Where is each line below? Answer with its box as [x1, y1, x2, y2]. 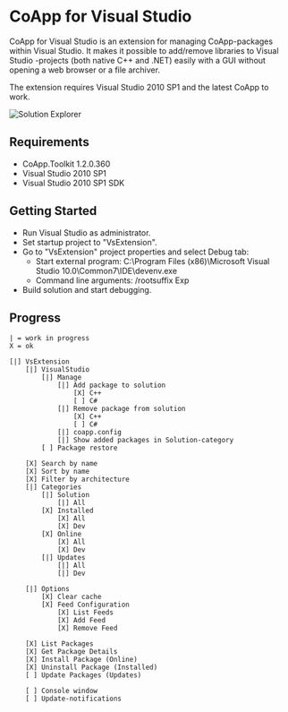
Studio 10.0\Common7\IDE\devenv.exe [35, 265, 177, 276]
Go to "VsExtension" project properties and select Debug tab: [21, 246, 250, 257]
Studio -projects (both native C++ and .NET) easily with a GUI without [9, 55, 267, 65]
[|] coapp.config [56, 428, 123, 437]
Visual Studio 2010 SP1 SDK [21, 177, 125, 188]
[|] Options [25, 585, 70, 594]
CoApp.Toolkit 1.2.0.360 [21, 159, 111, 169]
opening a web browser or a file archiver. [9, 64, 161, 75]
